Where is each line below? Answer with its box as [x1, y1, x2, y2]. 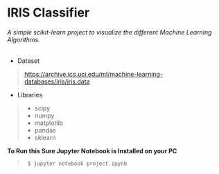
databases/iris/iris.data [24, 77, 90, 86]
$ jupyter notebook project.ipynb [27, 160, 128, 167]
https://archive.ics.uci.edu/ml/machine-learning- [24, 70, 164, 79]
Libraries [17, 91, 43, 99]
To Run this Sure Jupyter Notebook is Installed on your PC [7, 147, 177, 155]
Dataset [17, 57, 40, 65]
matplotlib [34, 119, 64, 127]
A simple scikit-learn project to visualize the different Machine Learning [7, 28, 212, 36]
